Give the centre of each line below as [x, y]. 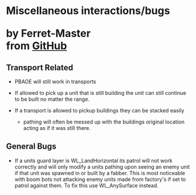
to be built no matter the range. [52, 99]
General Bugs [31, 147]
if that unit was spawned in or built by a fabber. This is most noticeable [100, 173]
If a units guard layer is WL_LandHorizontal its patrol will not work [93, 160]
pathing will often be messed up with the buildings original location [104, 122]
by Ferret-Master [48, 34]
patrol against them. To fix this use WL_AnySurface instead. [87, 185]
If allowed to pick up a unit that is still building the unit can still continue [100, 93]
